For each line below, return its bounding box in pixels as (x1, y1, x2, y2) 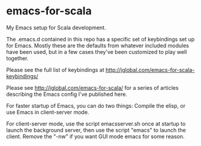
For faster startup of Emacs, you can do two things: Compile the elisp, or (6, 102, 186, 109)
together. (6, 54, 29, 62)
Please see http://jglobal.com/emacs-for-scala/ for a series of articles (6, 84, 179, 91)
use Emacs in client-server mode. (6, 108, 89, 115)
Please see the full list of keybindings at (6, 66, 104, 73)
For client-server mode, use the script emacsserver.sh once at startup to (6, 120, 186, 127)
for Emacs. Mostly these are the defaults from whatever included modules (6, 42, 189, 49)
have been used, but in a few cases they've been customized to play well (6, 48, 187, 55)
